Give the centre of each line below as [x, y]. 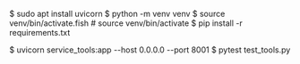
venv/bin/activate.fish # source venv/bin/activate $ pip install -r [126, 23]
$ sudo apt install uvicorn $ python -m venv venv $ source [117, 14]
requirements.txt [40, 32]
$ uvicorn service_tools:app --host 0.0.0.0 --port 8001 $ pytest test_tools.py [150, 50]
